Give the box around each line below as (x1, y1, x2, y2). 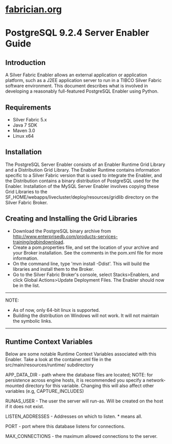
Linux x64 (12, 133, 34, 139)
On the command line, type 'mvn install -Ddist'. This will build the (12, 260, 150, 267)
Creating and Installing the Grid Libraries (5, 214, 138, 223)
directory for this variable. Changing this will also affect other (25, 383, 155, 389)
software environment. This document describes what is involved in (5, 83, 148, 89)
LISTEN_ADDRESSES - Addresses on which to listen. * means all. (5, 413, 142, 419)
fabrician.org (5, 4, 62, 15)
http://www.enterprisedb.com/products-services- (12, 233, 118, 239)
